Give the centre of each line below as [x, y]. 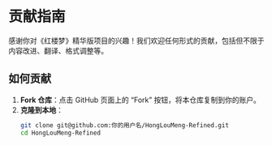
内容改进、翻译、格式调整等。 [58, 50]
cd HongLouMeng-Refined [60, 133]
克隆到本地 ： [41, 109]
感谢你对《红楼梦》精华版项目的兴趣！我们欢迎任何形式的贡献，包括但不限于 [136, 41]
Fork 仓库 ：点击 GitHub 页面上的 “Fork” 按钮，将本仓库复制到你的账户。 [140, 100]
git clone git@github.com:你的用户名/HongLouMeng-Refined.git [125, 125]
